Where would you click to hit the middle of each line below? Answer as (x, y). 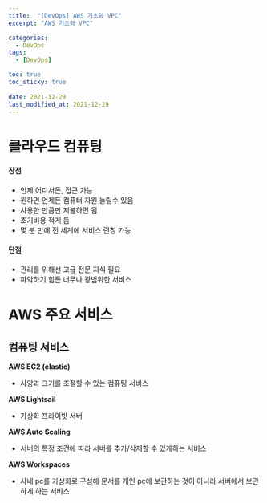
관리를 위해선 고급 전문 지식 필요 (70, 269)
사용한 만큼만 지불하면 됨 (59, 210)
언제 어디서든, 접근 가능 (57, 190)
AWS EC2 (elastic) (39, 367)
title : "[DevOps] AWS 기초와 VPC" (65, 16)
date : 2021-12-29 (37, 97)
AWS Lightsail (32, 399)
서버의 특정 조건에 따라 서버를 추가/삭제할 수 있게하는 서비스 (113, 448)
